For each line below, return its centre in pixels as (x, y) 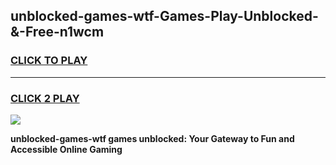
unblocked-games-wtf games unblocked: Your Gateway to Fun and (152, 138)
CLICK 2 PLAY (45, 98)
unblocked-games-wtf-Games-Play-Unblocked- (164, 16)
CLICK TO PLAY (49, 61)
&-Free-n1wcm (57, 32)
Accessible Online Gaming (66, 149)
